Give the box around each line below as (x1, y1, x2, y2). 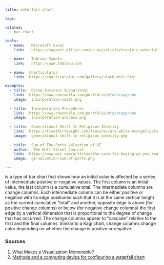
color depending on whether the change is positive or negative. (5, 226, 133, 231)
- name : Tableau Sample (9, 56, 62, 61)
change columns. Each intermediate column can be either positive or (5, 189, 143, 195)
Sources (5, 238, 25, 244)
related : (5, 25, 23, 30)
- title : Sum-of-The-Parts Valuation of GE (9, 142, 102, 147)
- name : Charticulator (9, 70, 58, 75)
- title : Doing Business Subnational (9, 88, 89, 93)
